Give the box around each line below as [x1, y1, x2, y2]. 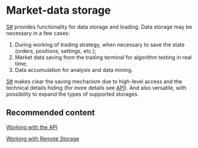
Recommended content [6, 108, 95, 118]
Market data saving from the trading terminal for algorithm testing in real [14, 53, 192, 61]
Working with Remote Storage [6, 135, 80, 142]
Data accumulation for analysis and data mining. [14, 66, 133, 73]
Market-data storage [6, 4, 111, 17]
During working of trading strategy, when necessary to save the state [14, 41, 185, 48]
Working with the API [6, 123, 58, 131]
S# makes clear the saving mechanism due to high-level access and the [6, 78, 183, 85]
